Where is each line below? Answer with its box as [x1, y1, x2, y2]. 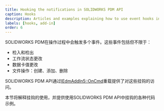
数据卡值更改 [12, 62, 38, 68]
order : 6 [5, 25, 23, 30]
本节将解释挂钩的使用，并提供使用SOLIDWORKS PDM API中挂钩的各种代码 [5, 94, 155, 100]
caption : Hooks [5, 12, 36, 17]
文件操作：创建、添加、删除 [12, 68, 68, 74]
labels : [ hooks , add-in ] [5, 20, 56, 26]
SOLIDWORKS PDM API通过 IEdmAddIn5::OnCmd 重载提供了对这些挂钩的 [5, 78, 150, 84]
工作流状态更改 [12, 55, 42, 61]
